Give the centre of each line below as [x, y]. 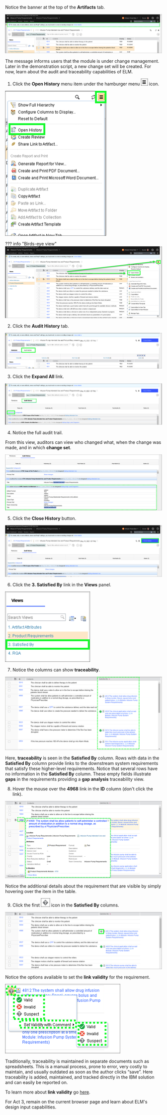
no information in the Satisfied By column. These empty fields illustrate [78, 774]
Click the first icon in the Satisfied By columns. [66, 905]
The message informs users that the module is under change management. [82, 61]
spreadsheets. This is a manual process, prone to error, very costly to [76, 1067]
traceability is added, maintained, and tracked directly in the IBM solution [80, 1077]
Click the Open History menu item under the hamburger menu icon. [86, 84]
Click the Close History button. [44, 519]
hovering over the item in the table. [41, 891]
